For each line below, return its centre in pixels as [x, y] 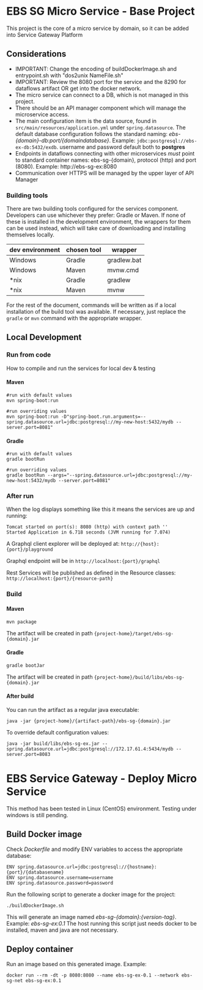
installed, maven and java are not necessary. [62, 930]
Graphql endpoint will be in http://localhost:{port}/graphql [83, 561]
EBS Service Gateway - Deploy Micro [102, 779]
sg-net [15, 981]
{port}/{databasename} [35, 872]
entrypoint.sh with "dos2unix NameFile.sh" [69, 75]
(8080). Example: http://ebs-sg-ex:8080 [66, 166]
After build [20, 696]
